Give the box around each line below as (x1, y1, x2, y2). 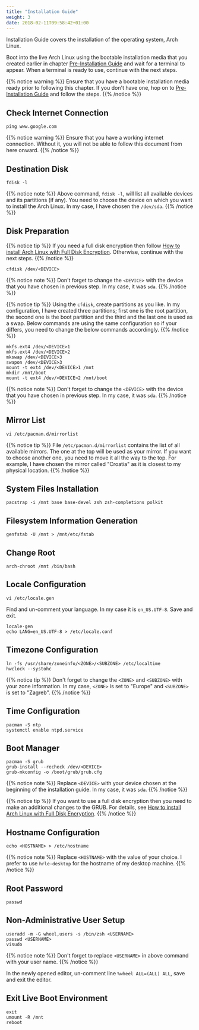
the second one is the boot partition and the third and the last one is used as (6, 313, 193, 320)
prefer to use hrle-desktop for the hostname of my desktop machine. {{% (6, 860, 186, 867)
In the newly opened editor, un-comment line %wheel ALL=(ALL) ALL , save (6, 969, 185, 977)
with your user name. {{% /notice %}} (6, 958, 99, 965)
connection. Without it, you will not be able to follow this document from (6, 140, 182, 147)
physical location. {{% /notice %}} (6, 467, 90, 474)
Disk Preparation (6, 226, 70, 237)
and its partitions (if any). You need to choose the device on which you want (6, 197, 192, 203)
